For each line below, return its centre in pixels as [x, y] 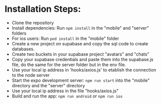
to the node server [31, 75]
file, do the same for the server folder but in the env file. [69, 65]
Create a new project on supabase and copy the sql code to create [80, 43]
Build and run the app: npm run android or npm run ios [67, 96]
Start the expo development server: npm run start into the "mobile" [80, 80]
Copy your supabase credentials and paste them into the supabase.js [82, 59]
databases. [23, 49]
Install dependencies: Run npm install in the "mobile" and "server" [80, 28]
